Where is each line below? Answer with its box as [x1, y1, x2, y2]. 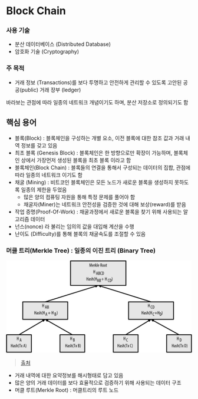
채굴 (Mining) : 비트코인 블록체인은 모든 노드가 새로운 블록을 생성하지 [14, 179, 173, 186]
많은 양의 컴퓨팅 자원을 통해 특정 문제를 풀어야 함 [23, 193, 136, 200]
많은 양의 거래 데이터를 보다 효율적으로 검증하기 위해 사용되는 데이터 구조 [14, 379, 181, 387]
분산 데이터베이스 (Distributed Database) [14, 41, 111, 48]
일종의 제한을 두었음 [21, 186, 67, 193]
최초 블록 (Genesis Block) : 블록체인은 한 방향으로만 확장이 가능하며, [14, 149, 173, 156]
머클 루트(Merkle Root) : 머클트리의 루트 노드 [14, 387, 119, 394]
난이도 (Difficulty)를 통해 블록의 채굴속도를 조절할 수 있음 [14, 230, 146, 237]
